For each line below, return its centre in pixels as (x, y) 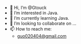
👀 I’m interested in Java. (34, 13)
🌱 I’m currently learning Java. (40, 18)
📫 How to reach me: (31, 29)
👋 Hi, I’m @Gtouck (28, 8)
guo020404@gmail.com (42, 36)
